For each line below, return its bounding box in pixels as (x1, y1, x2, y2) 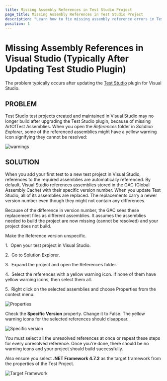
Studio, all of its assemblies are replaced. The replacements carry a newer (5, 192, 158, 198)
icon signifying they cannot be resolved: (5, 134, 87, 140)
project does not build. (5, 223, 51, 229)
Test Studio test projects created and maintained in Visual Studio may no (5, 113, 154, 119)
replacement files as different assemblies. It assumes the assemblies (5, 212, 146, 219)
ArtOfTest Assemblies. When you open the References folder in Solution (5, 124, 153, 129)
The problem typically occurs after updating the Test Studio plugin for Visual (5, 80, 162, 86)
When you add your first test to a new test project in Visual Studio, (5, 171, 141, 177)
